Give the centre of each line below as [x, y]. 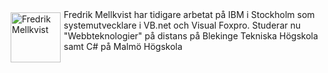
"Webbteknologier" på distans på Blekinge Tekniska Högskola [191, 36]
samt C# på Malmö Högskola [123, 46]
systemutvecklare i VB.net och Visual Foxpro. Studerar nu [182, 25]
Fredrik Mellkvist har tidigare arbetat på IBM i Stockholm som [189, 14]
